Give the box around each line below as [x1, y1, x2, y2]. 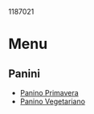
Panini [8, 67, 41, 80]
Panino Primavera [19, 88, 79, 97]
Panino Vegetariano [19, 96, 86, 106]
